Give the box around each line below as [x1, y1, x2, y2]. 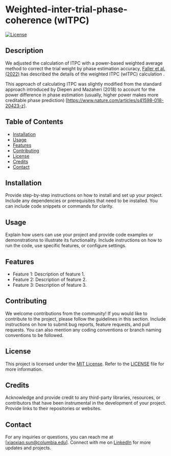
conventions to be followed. [5, 332, 64, 338]
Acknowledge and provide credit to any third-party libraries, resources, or [5, 394, 161, 401]
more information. [5, 366, 43, 372]
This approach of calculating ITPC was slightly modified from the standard [5, 81, 162, 87]
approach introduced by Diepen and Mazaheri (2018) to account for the [5, 86, 156, 92]
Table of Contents [5, 117, 64, 126]
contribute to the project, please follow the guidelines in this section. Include [5, 315, 166, 322]
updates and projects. [5, 445, 52, 451]
